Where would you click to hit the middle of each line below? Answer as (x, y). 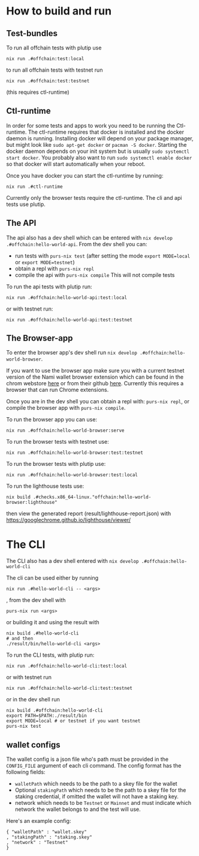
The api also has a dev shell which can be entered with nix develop (89, 237)
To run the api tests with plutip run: (49, 287)
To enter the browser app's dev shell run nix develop (72, 353)
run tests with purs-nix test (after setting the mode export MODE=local (102, 256)
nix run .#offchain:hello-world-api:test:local (67, 297)
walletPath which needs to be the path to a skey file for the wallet (96, 784)
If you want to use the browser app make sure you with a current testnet (95, 371)
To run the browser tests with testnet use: (58, 442)
